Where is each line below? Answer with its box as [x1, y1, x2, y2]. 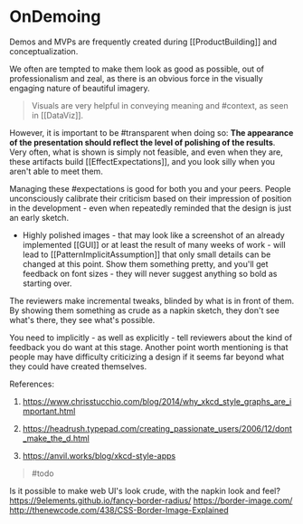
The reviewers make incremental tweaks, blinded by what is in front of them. [9, 295, 295, 306]
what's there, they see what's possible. [9, 314, 156, 325]
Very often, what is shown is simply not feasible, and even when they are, [9, 147, 283, 157]
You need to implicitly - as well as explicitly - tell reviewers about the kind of [9, 332, 292, 343]
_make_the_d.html [22, 433, 90, 443]
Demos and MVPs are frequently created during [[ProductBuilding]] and [9, 36, 278, 47]
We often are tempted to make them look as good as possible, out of [9, 63, 265, 74]
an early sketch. [9, 212, 70, 223]
